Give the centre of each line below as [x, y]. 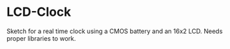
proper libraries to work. [41, 38]
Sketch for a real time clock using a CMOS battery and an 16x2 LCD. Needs [115, 31]
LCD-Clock [39, 12]
